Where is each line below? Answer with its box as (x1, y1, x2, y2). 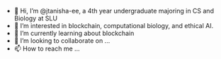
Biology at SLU (13, 14, 58, 22)
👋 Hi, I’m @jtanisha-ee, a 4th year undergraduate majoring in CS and (13, 7, 215, 15)
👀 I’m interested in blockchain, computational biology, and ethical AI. (13, 22, 214, 29)
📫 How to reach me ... (13, 44, 80, 53)
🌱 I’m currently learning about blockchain (13, 29, 135, 37)
